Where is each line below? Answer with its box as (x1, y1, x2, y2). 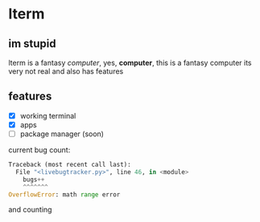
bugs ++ (23, 176, 45, 184)
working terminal (19, 111, 76, 120)
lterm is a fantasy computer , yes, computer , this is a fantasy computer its (8, 58, 252, 67)
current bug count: (8, 145, 71, 155)
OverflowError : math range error (8, 190, 121, 199)
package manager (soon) (19, 129, 105, 139)
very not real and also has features (8, 67, 124, 76)
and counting (8, 205, 52, 215)
